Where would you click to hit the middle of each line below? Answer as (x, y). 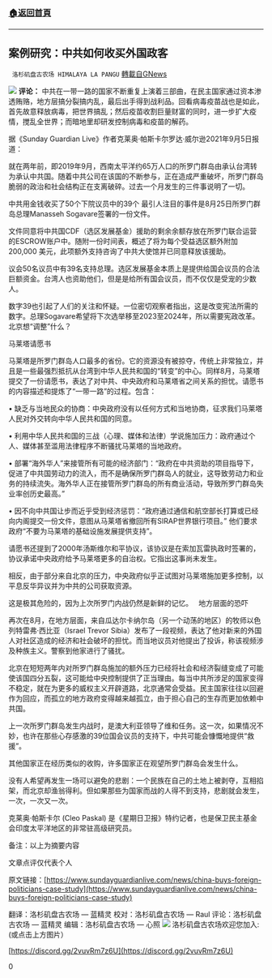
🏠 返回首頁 (30, 12)
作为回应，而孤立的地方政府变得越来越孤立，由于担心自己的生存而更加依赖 (132, 698)
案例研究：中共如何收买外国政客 (88, 53)
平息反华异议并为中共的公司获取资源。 (72, 586)
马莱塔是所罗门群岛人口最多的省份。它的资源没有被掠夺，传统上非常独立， (132, 361)
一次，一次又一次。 (40, 801)
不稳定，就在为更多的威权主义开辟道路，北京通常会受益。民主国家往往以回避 (136, 688)
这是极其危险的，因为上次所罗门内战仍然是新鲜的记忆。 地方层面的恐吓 (128, 603)
